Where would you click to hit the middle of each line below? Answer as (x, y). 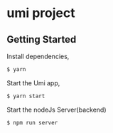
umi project (41, 13)
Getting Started (42, 39)
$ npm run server (32, 122)
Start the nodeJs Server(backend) (56, 110)
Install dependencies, (38, 56)
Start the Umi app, (33, 83)
